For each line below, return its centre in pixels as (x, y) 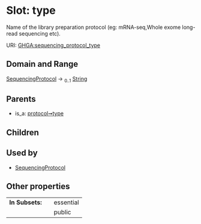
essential (66, 202)
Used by (22, 153)
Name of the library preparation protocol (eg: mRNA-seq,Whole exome (94, 27)
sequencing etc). (40, 33)
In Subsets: (25, 202)
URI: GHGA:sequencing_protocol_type (53, 45)
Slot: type (31, 11)
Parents (21, 99)
